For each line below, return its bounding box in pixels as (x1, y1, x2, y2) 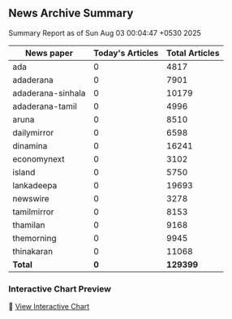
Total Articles (165, 47, 220, 58)
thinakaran (12, 245, 54, 256)
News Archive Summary (8, 6, 134, 20)
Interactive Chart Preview (8, 283, 112, 295)
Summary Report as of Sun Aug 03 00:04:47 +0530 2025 (8, 28, 201, 37)
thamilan (12, 219, 45, 231)
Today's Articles (92, 47, 159, 58)
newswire (12, 192, 50, 204)
